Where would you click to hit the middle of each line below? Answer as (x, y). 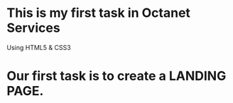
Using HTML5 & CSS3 (39, 47)
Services (34, 28)
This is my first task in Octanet (99, 13)
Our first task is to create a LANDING (116, 76)
